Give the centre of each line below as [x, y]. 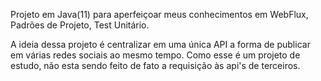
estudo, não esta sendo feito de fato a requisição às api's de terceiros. [155, 65]
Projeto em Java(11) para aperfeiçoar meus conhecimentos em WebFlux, [159, 14]
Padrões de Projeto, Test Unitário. [80, 25]
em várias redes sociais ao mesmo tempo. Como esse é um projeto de [155, 55]
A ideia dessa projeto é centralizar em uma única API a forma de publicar [160, 44]
